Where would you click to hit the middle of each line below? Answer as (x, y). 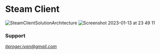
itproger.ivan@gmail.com (31, 47)
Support (15, 36)
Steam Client (32, 9)
